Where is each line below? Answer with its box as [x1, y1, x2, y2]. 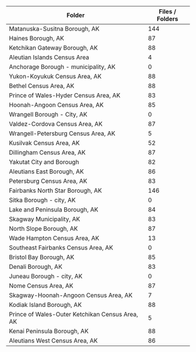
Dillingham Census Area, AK [9, 149, 86, 156]
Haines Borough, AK [9, 35, 64, 42]
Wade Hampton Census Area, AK [9, 234, 100, 242]
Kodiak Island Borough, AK [9, 301, 82, 309]
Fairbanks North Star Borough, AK [9, 187, 102, 194]
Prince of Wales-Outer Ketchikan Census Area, [9, 310, 138, 318]
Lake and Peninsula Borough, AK [9, 206, 99, 213]
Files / [159, 8, 177, 15]
